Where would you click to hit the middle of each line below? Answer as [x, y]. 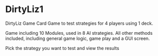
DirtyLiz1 [24, 9]
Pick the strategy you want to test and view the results [62, 48]
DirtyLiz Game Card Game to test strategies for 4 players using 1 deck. [79, 23]
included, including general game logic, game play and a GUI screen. [78, 38]
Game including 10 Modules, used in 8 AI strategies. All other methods [79, 33]
